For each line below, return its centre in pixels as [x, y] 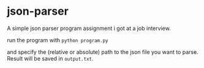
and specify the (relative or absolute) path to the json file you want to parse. [103, 52]
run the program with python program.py [58, 40]
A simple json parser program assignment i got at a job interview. [89, 28]
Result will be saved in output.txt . [50, 58]
